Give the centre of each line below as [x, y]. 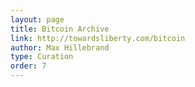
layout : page [37, 19]
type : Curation [42, 57]
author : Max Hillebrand [60, 47]
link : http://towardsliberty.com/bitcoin [98, 38]
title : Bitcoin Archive [60, 29]
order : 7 [28, 66]
